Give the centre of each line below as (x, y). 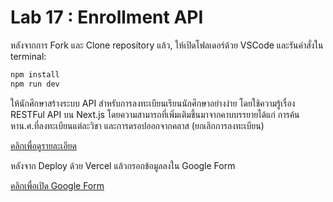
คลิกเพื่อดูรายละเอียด (43, 145)
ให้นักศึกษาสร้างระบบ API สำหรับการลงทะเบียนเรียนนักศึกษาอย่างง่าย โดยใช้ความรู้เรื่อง (153, 103)
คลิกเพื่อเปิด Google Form (57, 185)
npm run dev (35, 84)
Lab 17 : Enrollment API (107, 17)
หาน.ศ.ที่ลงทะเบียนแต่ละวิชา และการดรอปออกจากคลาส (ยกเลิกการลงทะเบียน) (137, 125)
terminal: (28, 56)
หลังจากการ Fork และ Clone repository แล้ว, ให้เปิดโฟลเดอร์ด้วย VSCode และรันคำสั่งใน (167, 45)
